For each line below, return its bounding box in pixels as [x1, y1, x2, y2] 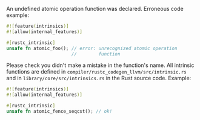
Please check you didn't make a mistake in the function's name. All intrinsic [6, 62, 195, 69]
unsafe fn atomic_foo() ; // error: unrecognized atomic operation [6, 45, 178, 51]
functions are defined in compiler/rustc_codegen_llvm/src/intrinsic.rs [6, 68, 187, 75]
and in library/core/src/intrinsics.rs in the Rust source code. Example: [6, 75, 192, 82]
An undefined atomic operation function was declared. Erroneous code [6, 5, 184, 12]
